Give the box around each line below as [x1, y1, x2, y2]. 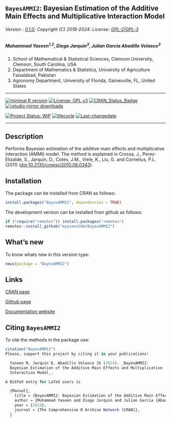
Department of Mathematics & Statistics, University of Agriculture [12, 66, 150, 73]
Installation [5, 177, 42, 185]
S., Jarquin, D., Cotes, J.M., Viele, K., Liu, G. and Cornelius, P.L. [23, 156, 156, 162]
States [12, 82, 26, 89]
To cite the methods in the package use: [5, 337, 90, 343]
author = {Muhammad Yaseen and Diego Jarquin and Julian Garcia [14, 398, 154, 403]
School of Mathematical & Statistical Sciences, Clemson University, [12, 55, 154, 62]
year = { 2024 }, [14, 403, 47, 408]
